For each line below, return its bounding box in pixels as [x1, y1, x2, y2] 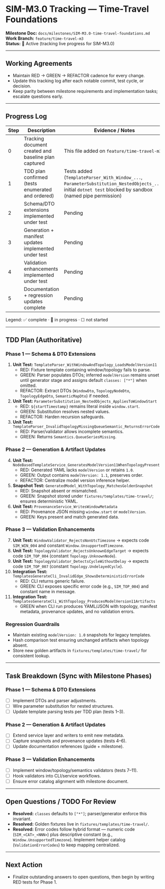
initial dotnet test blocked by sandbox [64, 186, 153, 193]
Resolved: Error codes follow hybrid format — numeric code [12, 826, 135, 832]
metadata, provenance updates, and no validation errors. [20, 608, 135, 614]
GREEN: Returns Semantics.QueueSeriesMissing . [20, 434, 117, 440]
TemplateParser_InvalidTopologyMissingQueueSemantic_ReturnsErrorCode [12, 424, 160, 430]
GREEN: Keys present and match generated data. [20, 514, 119, 519]
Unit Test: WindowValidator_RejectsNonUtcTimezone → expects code [12, 537, 149, 543]
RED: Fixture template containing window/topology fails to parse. [20, 367, 151, 373]
